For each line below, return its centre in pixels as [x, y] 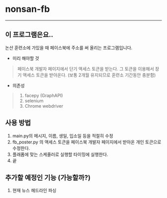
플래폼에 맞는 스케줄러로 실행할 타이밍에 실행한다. [60, 154]
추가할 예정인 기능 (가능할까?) [48, 177]
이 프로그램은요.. [29, 35]
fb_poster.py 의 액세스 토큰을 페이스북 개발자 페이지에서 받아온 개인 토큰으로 [87, 142]
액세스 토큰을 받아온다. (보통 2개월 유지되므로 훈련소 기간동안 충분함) [89, 75]
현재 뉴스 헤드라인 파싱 [34, 191]
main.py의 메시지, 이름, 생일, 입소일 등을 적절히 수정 [63, 135]
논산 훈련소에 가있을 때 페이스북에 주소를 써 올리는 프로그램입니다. [69, 48]
